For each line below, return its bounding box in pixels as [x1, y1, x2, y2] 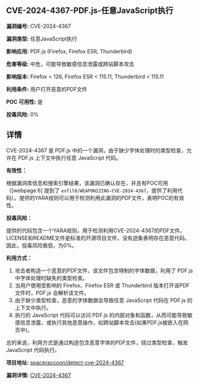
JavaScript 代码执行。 [6, 346, 61, 353]
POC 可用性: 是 [6, 98, 43, 105]
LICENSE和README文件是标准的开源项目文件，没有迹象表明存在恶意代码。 [6, 234, 190, 242]
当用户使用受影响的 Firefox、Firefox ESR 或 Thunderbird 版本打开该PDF [14, 281, 190, 289]
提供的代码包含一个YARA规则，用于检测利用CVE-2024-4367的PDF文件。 [6, 227, 185, 234]
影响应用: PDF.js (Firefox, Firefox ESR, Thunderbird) [6, 47, 132, 55]
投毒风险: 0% [6, 110, 39, 118]
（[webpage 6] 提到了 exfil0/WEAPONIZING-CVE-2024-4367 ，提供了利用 [6, 186, 178, 194]
